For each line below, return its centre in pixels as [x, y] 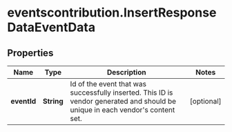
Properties [30, 53]
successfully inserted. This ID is [122, 93]
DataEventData [51, 27]
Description [126, 72]
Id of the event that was [108, 84]
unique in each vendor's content [123, 110]
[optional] [205, 101]
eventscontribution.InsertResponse [112, 13]
